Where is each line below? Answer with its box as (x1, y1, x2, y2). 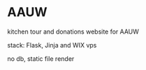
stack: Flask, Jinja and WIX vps (7, 41, 97, 49)
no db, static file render (7, 54, 75, 63)
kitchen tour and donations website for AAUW (7, 27, 140, 36)
